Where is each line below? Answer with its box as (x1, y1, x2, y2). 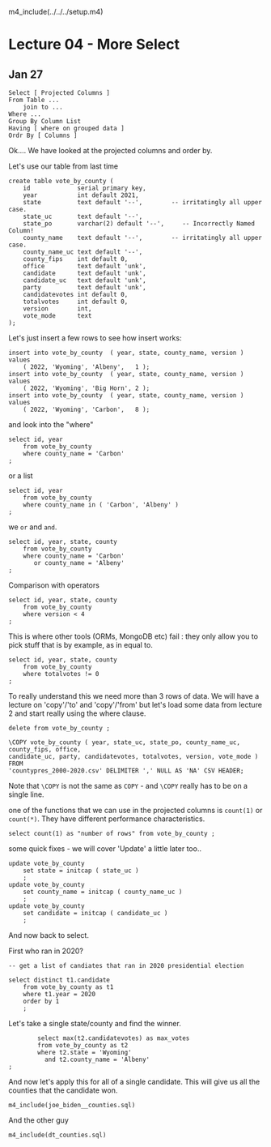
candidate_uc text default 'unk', (23, 276, 147, 285)
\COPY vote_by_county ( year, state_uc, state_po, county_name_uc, (8, 738, 241, 747)
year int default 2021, (23, 191, 139, 199)
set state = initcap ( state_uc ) (23, 867, 139, 875)
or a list (8, 471, 34, 481)
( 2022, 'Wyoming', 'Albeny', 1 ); (23, 363, 150, 371)
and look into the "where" (8, 420, 94, 429)
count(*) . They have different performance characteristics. (8, 814, 205, 824)
